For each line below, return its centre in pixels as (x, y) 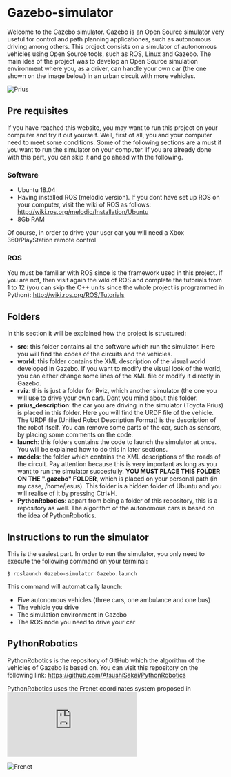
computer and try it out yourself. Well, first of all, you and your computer (110, 135)
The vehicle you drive (48, 607)
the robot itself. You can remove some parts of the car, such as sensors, (119, 428)
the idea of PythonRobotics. (57, 515)
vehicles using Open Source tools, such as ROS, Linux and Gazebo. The (109, 54)
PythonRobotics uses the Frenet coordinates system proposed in (99, 688)
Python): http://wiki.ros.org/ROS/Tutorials (66, 295)
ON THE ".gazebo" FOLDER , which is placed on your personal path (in (117, 479)
